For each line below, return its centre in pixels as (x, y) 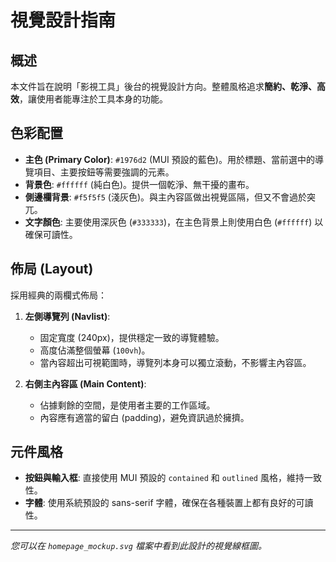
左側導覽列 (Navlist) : (67, 316)
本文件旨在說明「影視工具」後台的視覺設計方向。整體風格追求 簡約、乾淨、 (163, 86)
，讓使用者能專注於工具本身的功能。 (93, 99)
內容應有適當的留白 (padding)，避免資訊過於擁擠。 (144, 417)
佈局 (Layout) (52, 269)
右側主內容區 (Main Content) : (85, 383)
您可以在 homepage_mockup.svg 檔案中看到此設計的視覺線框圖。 (138, 546)
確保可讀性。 (51, 234)
